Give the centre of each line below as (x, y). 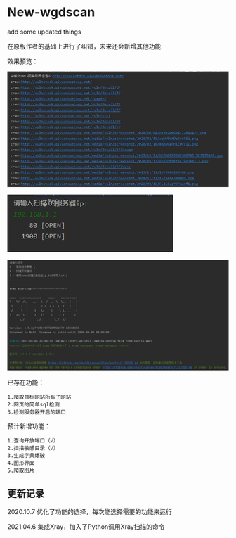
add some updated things (44, 32)
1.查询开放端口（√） (33, 440)
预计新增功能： (29, 425)
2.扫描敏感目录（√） (33, 448)
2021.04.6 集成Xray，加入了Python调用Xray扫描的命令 (86, 527)
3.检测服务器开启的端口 (37, 412)
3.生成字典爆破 (26, 455)
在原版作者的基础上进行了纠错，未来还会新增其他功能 (84, 46)
